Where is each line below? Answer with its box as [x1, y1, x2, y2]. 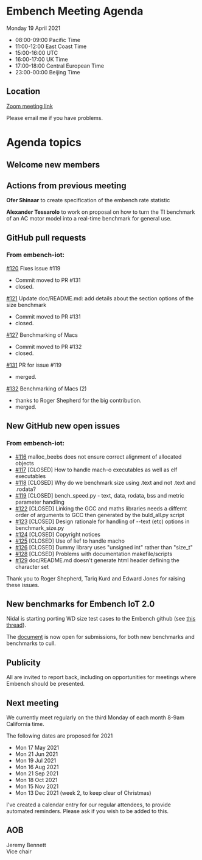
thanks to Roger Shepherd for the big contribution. [15, 397, 142, 404]
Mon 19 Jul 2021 [15, 756, 57, 764]
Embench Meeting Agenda [6, 4, 144, 18]
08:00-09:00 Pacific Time [15, 36, 81, 43]
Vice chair [6, 848, 32, 855]
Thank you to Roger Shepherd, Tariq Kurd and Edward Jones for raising [6, 574, 186, 582]
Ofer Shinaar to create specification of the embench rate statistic [6, 197, 170, 204]
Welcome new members [6, 160, 100, 170]
